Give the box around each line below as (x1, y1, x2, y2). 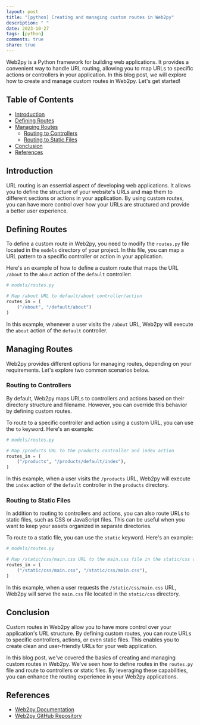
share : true (6, 42, 36, 48)
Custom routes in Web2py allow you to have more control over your (6, 623, 171, 630)
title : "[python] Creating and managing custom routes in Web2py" (6, 14, 174, 20)
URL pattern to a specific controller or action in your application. (6, 253, 164, 260)
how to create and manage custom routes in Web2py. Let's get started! (6, 77, 180, 84)
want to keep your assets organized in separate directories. (6, 523, 152, 530)
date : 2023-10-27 (6, 25, 49, 32)
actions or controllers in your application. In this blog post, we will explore (6, 71, 187, 78)
